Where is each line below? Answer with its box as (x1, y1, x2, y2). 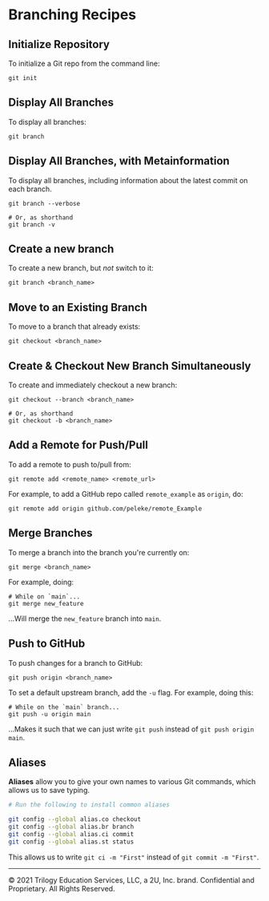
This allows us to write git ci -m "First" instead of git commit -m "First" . (8, 852, 259, 862)
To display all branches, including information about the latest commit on (8, 175, 248, 185)
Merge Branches (8, 527, 93, 540)
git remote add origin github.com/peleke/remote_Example (8, 504, 203, 513)
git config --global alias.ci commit (8, 830, 134, 838)
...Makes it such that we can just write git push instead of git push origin (8, 724, 255, 734)
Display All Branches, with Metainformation (8, 154, 230, 168)
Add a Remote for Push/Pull (8, 438, 148, 452)
